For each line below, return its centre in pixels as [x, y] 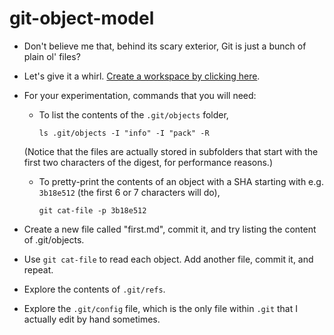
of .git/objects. [54, 239]
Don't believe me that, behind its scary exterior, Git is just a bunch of [165, 46]
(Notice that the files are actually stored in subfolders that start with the [171, 151]
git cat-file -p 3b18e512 [92, 210]
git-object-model [82, 18]
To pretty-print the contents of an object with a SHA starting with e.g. [181, 181]
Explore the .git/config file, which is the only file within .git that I [160, 308]
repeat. [38, 269]
